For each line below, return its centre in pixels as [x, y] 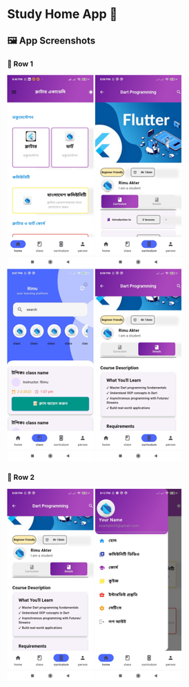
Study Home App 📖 [62, 14]
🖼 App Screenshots [51, 41]
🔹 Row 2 [21, 477]
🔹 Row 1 [20, 64]
